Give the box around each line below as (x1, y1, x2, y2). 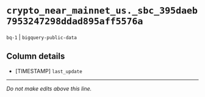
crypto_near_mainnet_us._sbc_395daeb (6, 5, 198, 16)
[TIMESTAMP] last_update (15, 67, 82, 74)
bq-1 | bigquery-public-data (6, 33, 77, 41)
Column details (6, 51, 65, 62)
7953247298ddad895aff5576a (6, 16, 143, 27)
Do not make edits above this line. (6, 85, 92, 92)
